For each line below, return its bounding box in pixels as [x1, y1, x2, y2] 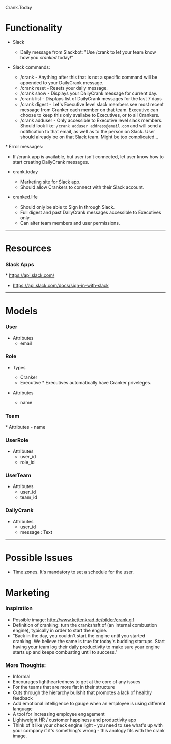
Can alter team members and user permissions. [20, 220, 120, 226]
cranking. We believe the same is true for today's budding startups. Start [12, 638, 165, 644]
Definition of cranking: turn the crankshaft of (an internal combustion [12, 622, 157, 628]
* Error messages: [5, 143, 43, 149]
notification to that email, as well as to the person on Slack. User [20, 128, 155, 134]
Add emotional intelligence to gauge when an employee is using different [12, 701, 166, 707]
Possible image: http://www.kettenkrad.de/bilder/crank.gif [12, 617, 135, 623]
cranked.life [12, 194, 38, 200]
